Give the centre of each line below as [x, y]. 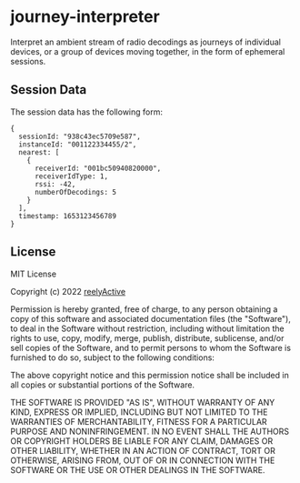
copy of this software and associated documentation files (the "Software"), [151, 318]
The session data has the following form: [86, 112]
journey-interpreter [85, 17]
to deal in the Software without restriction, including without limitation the [147, 328]
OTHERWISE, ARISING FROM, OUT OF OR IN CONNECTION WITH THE [143, 460]
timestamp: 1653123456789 [68, 216]
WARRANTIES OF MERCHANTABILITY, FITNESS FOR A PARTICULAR [139, 421]
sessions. [28, 61]
